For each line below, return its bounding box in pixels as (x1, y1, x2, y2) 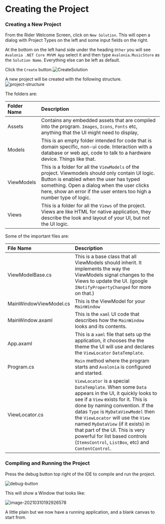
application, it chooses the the (75, 337, 144, 344)
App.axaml (7, 340, 32, 347)
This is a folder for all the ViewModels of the (41, 163, 139, 170)
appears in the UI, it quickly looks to (75, 390, 157, 397)
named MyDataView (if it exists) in (75, 420, 150, 427)
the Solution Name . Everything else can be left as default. (5, 57, 120, 63)
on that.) (75, 290, 95, 297)
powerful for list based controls (75, 433, 147, 440)
